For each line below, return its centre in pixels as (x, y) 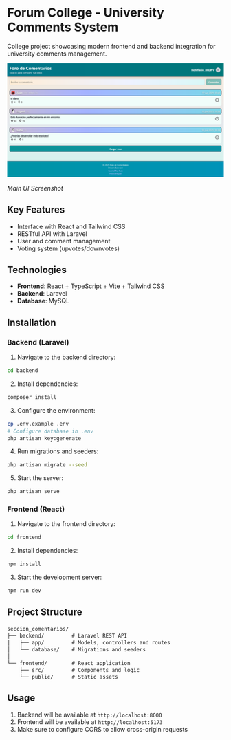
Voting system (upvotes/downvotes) (68, 248)
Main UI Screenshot (35, 188)
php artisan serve (33, 492)
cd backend (23, 371)
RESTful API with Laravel (52, 233)
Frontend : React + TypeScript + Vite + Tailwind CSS (91, 286)
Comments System (63, 27)
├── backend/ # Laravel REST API (67, 635)
